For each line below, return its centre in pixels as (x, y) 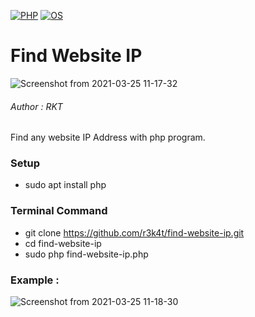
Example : (35, 280)
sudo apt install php (65, 185)
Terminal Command (59, 211)
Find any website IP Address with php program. (108, 137)
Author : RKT (36, 106)
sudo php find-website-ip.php (86, 254)
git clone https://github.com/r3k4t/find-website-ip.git (134, 232)
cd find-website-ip (63, 243)
